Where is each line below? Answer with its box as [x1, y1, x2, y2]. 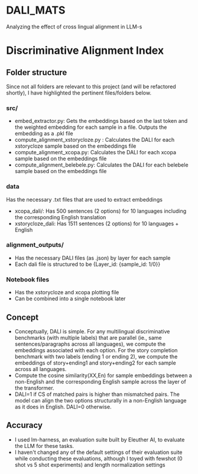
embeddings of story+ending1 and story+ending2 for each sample [14, 359, 176, 366]
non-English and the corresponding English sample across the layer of [14, 378, 186, 385]
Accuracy [6, 420, 43, 430]
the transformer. [14, 384, 54, 391]
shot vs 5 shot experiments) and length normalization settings [14, 461, 165, 468]
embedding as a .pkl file [14, 130, 74, 137]
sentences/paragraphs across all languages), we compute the [14, 340, 166, 348]
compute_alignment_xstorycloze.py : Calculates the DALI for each [14, 137, 175, 144]
